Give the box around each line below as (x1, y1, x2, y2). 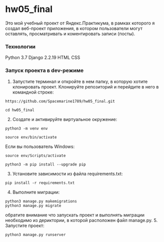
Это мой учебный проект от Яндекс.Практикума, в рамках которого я (5, 20, 155, 26)
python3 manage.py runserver (5, 232, 66, 237)
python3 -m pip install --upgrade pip (5, 161, 86, 167)
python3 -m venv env (5, 126, 48, 131)
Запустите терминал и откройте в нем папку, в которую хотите (12, 78, 148, 84)
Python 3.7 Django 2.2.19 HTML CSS (5, 54, 80, 60)
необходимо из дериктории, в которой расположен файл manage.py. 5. (5, 217, 158, 223)
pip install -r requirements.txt (5, 180, 75, 185)
